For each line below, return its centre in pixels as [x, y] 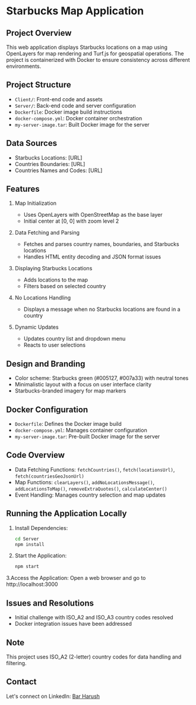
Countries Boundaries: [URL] [50, 164]
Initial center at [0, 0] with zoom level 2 [71, 221]
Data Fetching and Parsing [47, 233]
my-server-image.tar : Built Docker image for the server [82, 124]
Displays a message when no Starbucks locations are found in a [102, 309]
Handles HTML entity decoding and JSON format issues [92, 257]
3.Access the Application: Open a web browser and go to [76, 578]
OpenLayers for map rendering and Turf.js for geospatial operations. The [95, 54]
